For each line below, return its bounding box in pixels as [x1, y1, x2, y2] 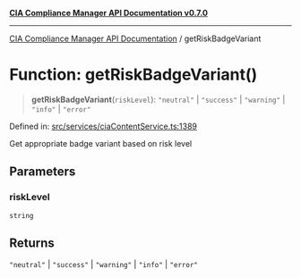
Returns [9, 236, 56, 251]
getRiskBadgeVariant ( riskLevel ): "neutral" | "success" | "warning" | [30, 94, 286, 105]
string [9, 211, 34, 220]
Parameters [9, 164, 76, 180]
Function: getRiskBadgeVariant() [9, 64, 258, 85]
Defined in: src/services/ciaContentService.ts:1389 [9, 121, 198, 131]
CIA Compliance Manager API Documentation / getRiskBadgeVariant [9, 33, 262, 44]
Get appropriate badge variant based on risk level [9, 138, 193, 148]
